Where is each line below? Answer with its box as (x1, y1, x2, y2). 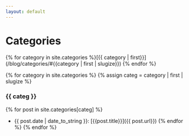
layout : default (5, 8, 45, 15)
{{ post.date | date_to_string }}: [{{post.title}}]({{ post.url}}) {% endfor (14, 117, 184, 124)
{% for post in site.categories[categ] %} (5, 106, 103, 113)
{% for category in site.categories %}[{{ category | (5, 54, 129, 61)
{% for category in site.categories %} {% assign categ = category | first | (5, 72, 184, 79)
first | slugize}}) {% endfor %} (83, 60, 157, 67)
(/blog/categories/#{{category (5, 60, 79, 67)
